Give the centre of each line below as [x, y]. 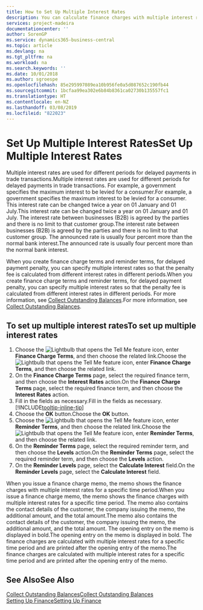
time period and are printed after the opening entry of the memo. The [92, 548]
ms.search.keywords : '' [36, 68]
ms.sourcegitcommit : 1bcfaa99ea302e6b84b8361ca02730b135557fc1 [88, 91]
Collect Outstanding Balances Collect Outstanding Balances [80, 594]
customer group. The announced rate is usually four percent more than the [99, 237]
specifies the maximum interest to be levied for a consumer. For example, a [99, 192]
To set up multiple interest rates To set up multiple [101, 325]
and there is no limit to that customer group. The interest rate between [93, 224]
